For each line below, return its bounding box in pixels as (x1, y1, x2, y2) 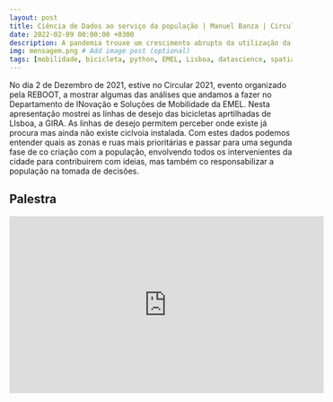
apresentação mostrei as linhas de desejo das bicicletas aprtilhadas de (9, 109, 272, 119)
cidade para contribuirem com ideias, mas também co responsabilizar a (9, 156, 275, 166)
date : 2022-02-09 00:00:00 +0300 (9, 30, 135, 39)
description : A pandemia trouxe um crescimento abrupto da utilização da (9, 38, 292, 48)
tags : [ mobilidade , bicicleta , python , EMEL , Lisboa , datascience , (9, 55, 267, 64)
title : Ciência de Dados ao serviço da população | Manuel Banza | (9, 22, 267, 31)
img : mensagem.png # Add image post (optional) (9, 47, 191, 56)
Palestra (9, 192, 57, 207)
